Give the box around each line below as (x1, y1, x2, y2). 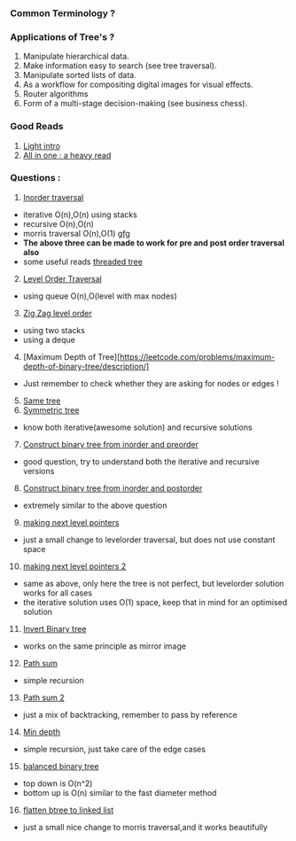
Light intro (22, 140, 61, 151)
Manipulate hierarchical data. (22, 51, 129, 62)
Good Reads (10, 121, 64, 133)
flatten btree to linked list (22, 805, 114, 815)
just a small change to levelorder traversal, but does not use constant (22, 534, 276, 545)
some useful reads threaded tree (22, 256, 143, 267)
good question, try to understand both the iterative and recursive (22, 456, 261, 467)
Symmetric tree (22, 404, 80, 415)
